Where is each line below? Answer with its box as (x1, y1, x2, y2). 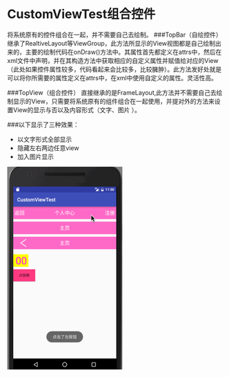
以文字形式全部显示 (17, 135, 72, 143)
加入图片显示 (17, 152, 54, 160)
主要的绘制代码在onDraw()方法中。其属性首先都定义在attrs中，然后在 (25, 48, 222, 56)
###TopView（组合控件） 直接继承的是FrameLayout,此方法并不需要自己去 (7, 88, 217, 97)
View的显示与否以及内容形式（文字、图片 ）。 (12, 105, 141, 114)
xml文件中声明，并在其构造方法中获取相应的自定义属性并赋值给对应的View (7, 56, 219, 64)
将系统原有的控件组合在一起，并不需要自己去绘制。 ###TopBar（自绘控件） (7, 30, 222, 39)
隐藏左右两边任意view (17, 143, 79, 152)
